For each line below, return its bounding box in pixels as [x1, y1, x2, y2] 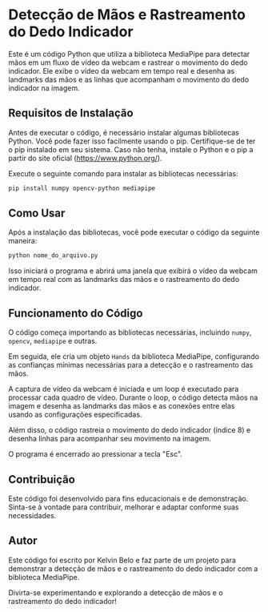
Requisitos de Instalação [8, 107, 134, 120]
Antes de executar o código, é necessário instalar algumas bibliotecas [8, 127, 240, 137]
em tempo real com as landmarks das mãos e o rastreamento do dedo [8, 275, 240, 284]
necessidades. [8, 510, 57, 520]
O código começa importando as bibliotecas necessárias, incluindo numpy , [8, 328, 252, 337]
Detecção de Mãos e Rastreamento [8, 6, 246, 24]
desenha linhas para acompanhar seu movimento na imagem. [8, 434, 212, 444]
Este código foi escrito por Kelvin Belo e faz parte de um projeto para [8, 555, 236, 565]
